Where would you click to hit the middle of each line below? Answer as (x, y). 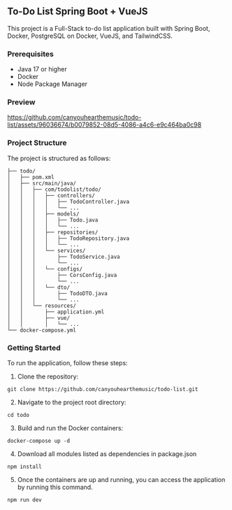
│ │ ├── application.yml (56, 312)
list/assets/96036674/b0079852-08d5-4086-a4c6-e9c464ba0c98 (104, 125)
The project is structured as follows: (59, 158)
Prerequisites (30, 54)
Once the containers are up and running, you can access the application (121, 480)
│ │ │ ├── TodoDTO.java (58, 293)
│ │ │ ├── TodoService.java (64, 257)
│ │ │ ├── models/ (43, 214)
